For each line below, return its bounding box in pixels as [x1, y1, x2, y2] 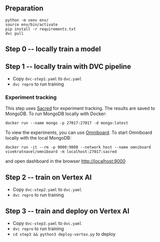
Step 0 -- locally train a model [5, 45, 101, 53]
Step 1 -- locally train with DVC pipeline [5, 62, 131, 71]
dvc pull [5, 31, 24, 36]
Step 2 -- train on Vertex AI [5, 173, 92, 181]
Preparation [5, 4, 44, 13]
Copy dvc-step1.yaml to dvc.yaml [12, 76, 82, 82]
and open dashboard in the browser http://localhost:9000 [5, 158, 126, 165]
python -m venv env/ [5, 17, 49, 22]
